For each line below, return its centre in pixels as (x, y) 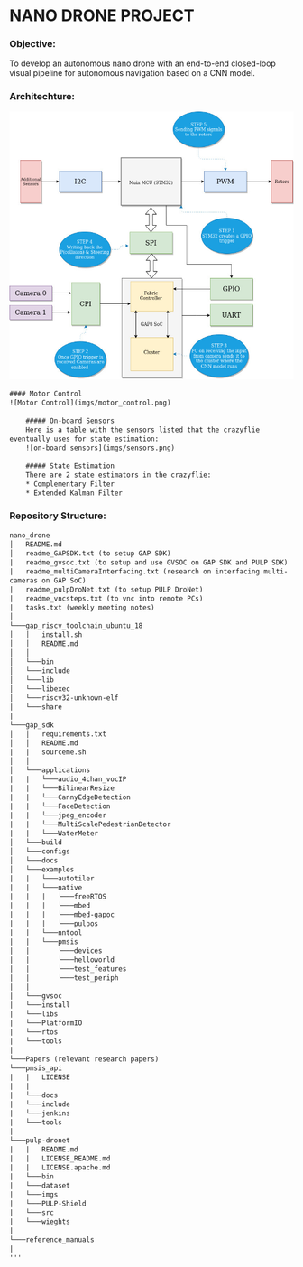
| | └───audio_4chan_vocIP (68, 779)
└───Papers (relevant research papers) (84, 1059)
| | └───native (46, 887)
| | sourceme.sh (48, 752)
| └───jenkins (40, 1113)
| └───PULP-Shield (48, 1203)
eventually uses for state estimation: (84, 439)
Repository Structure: (58, 516)
